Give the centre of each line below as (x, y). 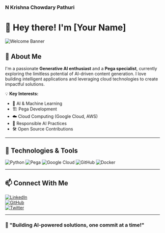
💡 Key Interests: (22, 93)
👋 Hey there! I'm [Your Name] (66, 28)
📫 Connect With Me (37, 183)
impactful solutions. (25, 84)
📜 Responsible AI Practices (40, 123)
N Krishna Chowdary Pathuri (40, 7)
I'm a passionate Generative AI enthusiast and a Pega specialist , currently (81, 68)
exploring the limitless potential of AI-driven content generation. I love (76, 74)
